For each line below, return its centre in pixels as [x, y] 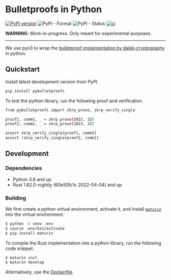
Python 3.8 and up [32, 179]
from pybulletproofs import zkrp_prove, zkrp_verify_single [70, 110]
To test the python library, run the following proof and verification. [74, 101]
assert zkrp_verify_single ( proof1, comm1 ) [51, 133]
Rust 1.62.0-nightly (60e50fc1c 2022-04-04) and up [67, 185]
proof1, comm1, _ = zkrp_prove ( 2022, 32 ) [50, 119]
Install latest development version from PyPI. [52, 81]
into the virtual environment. [35, 214]
